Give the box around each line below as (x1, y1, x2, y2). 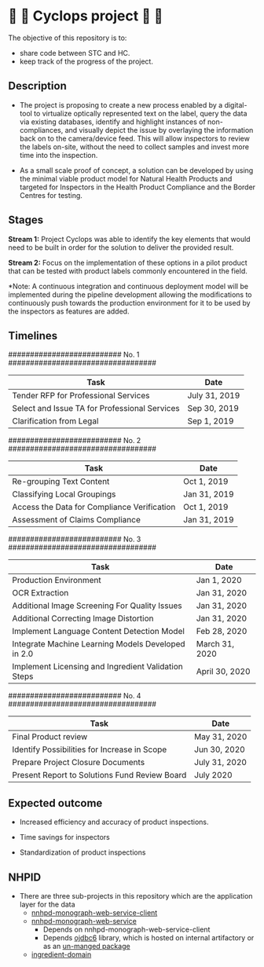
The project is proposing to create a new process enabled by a (19, 100, 223, 109)
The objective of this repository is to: (8, 33, 127, 42)
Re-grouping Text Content (12, 476, 110, 487)
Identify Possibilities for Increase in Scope (12, 744, 167, 755)
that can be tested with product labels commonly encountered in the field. (8, 266, 247, 276)
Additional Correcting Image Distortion (12, 613, 154, 624)
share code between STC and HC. (19, 48, 130, 57)
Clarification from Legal (12, 416, 99, 427)
